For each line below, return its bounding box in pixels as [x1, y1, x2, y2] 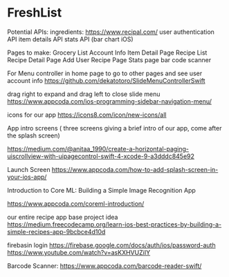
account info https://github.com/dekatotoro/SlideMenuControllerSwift [7, 76, 205, 84]
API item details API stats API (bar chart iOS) [7, 35, 134, 43]
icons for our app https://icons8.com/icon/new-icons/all [7, 111, 167, 119]
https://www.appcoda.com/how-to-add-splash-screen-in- [51, 165, 219, 173]
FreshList [7, 5, 62, 21]
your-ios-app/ [7, 173, 47, 181]
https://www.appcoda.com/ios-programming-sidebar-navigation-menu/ [7, 97, 212, 105]
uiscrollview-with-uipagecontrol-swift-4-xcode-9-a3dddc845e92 [7, 152, 195, 160]
